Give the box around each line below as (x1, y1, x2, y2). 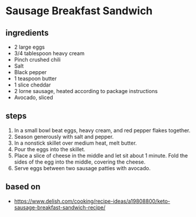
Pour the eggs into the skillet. (14, 145, 86, 152)
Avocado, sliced (14, 94, 54, 101)
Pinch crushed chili (14, 56, 61, 63)
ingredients (5, 28, 49, 38)
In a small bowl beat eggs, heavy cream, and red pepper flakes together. (14, 126, 191, 134)
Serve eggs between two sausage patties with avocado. (14, 164, 151, 171)
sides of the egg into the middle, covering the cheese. (14, 158, 146, 165)
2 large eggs (14, 43, 45, 50)
